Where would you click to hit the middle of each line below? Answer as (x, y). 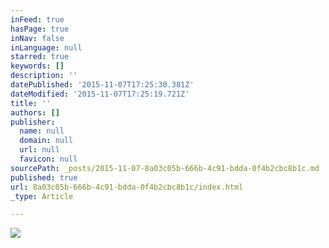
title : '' (31, 103)
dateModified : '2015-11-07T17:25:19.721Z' (100, 94)
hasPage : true (40, 29)
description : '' (44, 76)
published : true (44, 177)
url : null (39, 150)
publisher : (33, 122)
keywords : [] (37, 66)
